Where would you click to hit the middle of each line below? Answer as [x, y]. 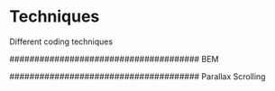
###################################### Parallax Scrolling [137, 76]
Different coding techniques [61, 41]
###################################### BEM [114, 59]
